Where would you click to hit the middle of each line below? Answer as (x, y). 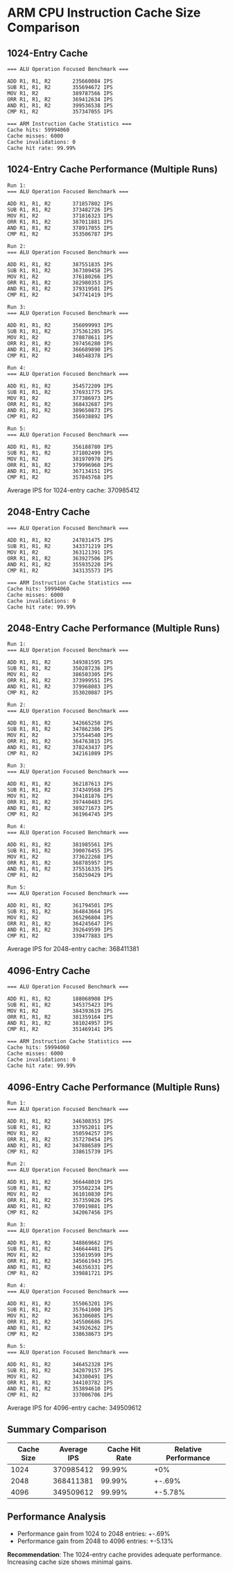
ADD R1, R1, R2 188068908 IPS (60, 999)
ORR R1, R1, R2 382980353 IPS (60, 283)
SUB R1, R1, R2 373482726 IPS (60, 210)
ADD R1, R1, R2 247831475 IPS (60, 540)
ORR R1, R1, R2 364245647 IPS (60, 924)
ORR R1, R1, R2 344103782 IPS (60, 1383)
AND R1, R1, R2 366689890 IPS (60, 349)
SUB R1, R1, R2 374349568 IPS (60, 790)
